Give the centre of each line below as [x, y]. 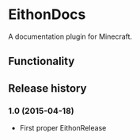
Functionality [42, 61]
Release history [47, 88]
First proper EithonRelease [63, 128]
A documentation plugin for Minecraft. [70, 36]
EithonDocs [47, 15]
